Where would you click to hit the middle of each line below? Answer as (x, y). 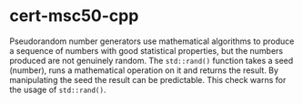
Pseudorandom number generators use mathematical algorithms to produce (152, 41)
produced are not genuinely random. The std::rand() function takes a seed (151, 60)
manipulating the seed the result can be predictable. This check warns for (148, 79)
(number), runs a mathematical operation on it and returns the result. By (144, 70)
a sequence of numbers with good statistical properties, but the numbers (146, 50)
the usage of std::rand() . (58, 89)
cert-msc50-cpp (74, 16)
